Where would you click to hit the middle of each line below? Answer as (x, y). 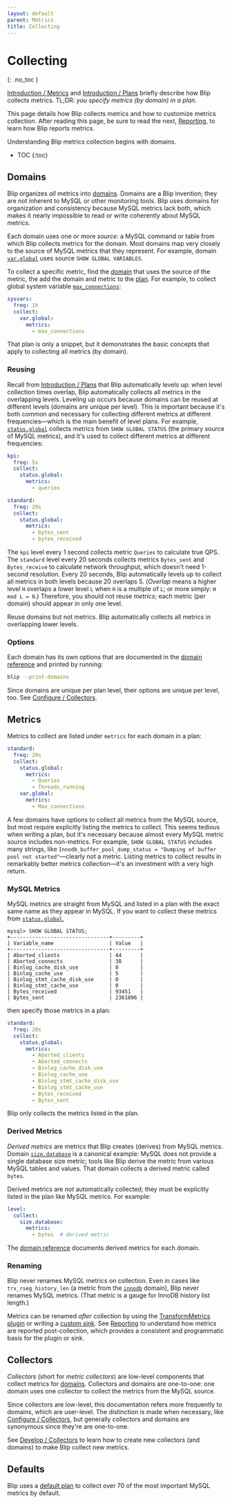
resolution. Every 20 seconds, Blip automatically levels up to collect (126, 575)
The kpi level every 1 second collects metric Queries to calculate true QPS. (113, 552)
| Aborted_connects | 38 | (75, 962)
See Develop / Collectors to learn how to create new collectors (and (104, 1440)
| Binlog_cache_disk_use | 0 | (75, 967)
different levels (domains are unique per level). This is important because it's (116, 406)
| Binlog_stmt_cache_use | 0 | (75, 986)
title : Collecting (33, 26)
